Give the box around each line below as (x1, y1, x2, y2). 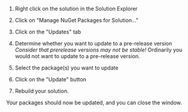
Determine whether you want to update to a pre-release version (14, 40, 172, 47)
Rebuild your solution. (14, 87, 69, 95)
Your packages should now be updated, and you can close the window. (6, 99, 183, 106)
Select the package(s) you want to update (14, 64, 119, 71)
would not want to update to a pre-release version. (14, 53, 141, 59)
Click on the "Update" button (14, 76, 87, 83)
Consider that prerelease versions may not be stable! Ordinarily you (14, 46, 183, 53)
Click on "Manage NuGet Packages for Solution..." (14, 17, 139, 23)
